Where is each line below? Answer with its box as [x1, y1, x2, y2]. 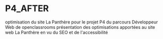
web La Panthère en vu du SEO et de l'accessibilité [5, 29, 108, 35]
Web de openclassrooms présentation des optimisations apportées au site [5, 24, 156, 30]
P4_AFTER [5, 3, 49, 14]
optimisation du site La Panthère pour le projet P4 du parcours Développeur [5, 19, 158, 25]
